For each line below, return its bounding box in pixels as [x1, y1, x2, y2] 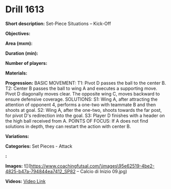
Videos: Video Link [5, 178, 46, 184]
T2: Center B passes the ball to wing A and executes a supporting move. [5, 85, 157, 91]
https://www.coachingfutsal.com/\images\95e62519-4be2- [30, 162, 155, 169]
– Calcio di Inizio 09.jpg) [76, 168, 128, 174]
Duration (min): [5, 50, 38, 56]
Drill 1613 [5, 4, 44, 15]
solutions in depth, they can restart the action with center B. [5, 123, 131, 129]
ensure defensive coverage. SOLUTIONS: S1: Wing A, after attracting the [5, 96, 158, 102]
